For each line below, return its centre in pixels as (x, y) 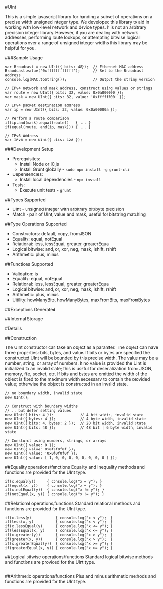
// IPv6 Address (22, 136)
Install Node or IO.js (40, 164)
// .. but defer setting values (38, 411)
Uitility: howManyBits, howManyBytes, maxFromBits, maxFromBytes (81, 300)
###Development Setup (29, 149)
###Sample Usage (24, 58)
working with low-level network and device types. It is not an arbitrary (76, 27)
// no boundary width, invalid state (44, 393)
